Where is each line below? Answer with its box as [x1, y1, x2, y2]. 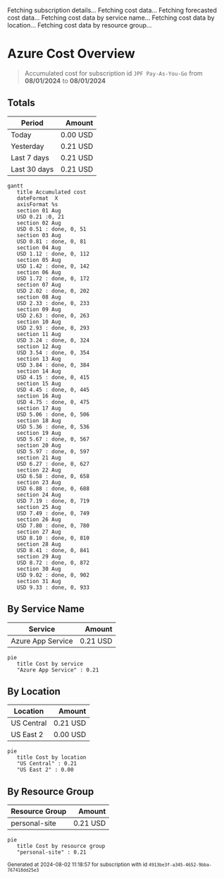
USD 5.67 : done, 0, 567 [16, 436, 90, 443]
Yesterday [11, 141, 44, 151]
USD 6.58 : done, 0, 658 [16, 472, 90, 479]
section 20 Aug [16, 441, 61, 449]
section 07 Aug [16, 281, 61, 288]
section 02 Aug [16, 219, 61, 227]
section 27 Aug [16, 528, 61, 535]
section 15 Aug [16, 380, 61, 387]
